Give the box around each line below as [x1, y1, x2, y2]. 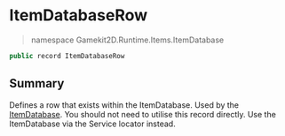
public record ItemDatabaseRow [9, 51, 125, 60]
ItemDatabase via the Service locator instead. [9, 118, 176, 129]
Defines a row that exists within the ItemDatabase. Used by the [9, 99, 240, 110]
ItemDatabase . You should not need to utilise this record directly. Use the [9, 109, 277, 119]
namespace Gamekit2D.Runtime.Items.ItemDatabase [30, 34, 225, 45]
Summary [9, 76, 65, 91]
